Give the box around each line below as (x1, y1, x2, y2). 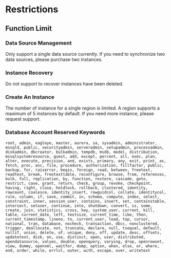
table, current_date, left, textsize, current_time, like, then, (5, 212, 148, 217)
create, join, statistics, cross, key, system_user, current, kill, (5, 207, 155, 213)
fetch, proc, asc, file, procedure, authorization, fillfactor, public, (5, 163, 164, 168)
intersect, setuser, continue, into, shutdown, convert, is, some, (5, 203, 153, 208)
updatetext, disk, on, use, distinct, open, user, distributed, (5, 234, 146, 240)
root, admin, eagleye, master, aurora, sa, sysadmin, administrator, (5, 140, 158, 145)
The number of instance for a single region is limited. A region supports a (5, 105, 160, 111)
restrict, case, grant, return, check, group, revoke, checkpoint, (5, 181, 153, 186)
